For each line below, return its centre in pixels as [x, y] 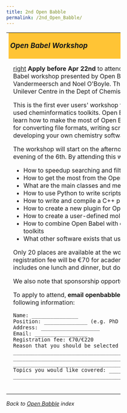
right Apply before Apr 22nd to [58, 69]
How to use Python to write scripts [72, 193]
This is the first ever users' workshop [66, 105]
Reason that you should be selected [66, 346]
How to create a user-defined [66, 216]
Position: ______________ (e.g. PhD [66, 321]
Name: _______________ [46, 315]
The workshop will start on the [56, 149]
